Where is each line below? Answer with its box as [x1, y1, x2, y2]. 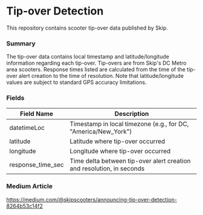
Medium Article [6, 182, 53, 191]
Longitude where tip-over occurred [69, 147, 171, 155]
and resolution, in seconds [69, 164, 145, 173]
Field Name [20, 109, 53, 118]
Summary [6, 39, 36, 48]
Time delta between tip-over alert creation [69, 156, 191, 165]
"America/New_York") [69, 127, 132, 135]
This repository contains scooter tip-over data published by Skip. [6, 24, 168, 31]
